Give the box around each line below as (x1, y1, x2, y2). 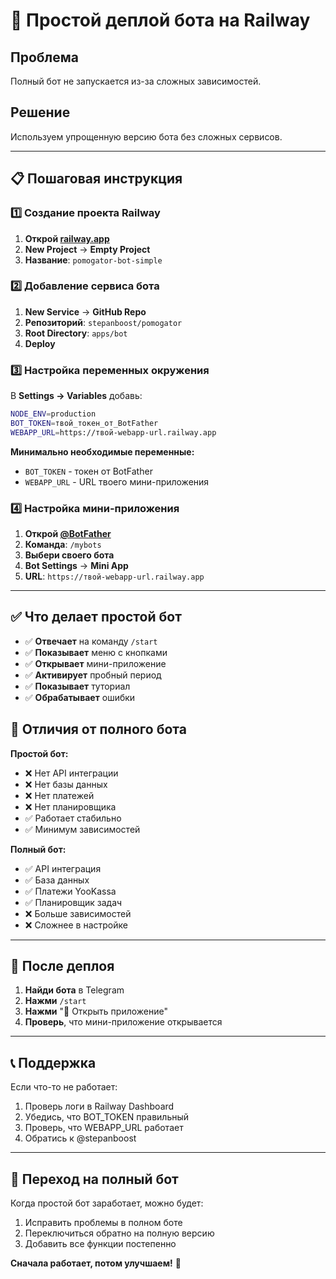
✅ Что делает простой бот (10, 609, 182, 626)
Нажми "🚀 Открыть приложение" (24, 1005, 168, 1018)
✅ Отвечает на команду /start (24, 635, 158, 647)
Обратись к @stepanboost (24, 1132, 137, 1144)
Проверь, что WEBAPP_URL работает (24, 1122, 184, 1134)
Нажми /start (24, 995, 87, 1007)
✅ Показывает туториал (24, 680, 131, 692)
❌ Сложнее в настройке (24, 919, 128, 931)
